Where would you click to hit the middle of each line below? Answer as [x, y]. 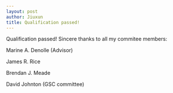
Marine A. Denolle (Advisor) [40, 50]
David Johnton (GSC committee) [45, 84]
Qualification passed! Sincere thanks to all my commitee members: [87, 39]
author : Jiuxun [25, 17]
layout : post [22, 11]
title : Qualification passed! [43, 22]
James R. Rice [23, 61]
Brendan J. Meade [28, 73]
